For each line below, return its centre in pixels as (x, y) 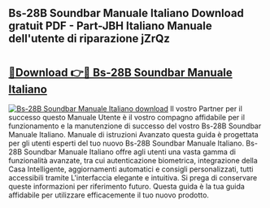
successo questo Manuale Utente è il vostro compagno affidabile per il (127, 117)
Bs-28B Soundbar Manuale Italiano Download (126, 13)
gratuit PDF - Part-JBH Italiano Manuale (111, 26)
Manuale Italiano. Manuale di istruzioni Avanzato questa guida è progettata (133, 134)
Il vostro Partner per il (206, 108)
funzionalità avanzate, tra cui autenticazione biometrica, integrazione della (133, 160)
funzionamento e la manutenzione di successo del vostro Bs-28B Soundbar (135, 126)
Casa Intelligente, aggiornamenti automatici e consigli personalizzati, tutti (131, 169)
